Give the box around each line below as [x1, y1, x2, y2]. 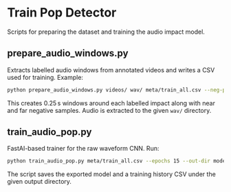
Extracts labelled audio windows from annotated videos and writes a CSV [7, 65, 215, 74]
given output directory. [7, 178, 72, 186]
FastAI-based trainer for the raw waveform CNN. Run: [7, 145, 159, 153]
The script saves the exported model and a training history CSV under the [7, 170, 217, 178]
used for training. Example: [7, 73, 84, 81]
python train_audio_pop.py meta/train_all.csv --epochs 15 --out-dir [7, 158, 211, 164]
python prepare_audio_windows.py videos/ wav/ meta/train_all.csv [7, 86, 201, 94]
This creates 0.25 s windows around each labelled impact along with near [7, 98, 215, 107]
